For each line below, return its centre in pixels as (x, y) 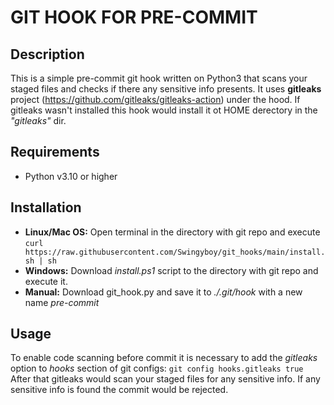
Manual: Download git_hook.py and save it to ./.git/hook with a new (163, 292)
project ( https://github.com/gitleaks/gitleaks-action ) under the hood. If (155, 99)
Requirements (55, 152)
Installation (46, 207)
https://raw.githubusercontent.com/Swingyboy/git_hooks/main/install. (175, 252)
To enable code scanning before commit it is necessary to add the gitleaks (164, 358)
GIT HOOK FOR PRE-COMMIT (134, 17)
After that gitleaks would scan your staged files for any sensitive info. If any (165, 379)
